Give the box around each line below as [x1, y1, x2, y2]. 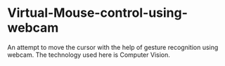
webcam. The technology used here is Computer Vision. [7, 51, 171, 59]
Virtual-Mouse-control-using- [7, 5, 188, 21]
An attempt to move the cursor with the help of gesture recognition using [7, 43, 219, 51]
